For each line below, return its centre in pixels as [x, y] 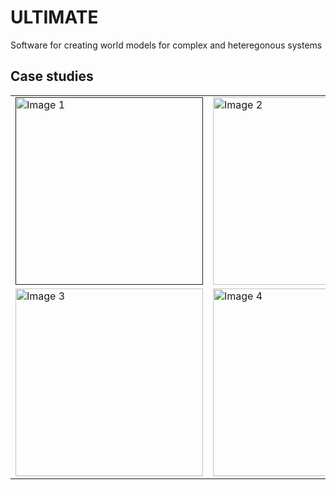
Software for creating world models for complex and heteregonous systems [166, 45]
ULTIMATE [54, 17]
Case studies [52, 76]
